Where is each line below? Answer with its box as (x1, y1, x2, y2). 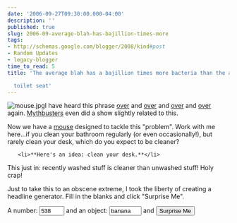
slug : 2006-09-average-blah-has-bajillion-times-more (7, 30, 169, 37)
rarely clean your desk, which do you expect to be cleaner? (7, 138, 180, 146)
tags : (7, 37, 23, 44)
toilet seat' (13, 82, 52, 89)
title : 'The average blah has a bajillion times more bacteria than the (7, 69, 226, 76)
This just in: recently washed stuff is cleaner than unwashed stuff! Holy (7, 164, 214, 172)
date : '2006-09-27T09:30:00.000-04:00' (7, 10, 125, 18)
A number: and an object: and (7, 206, 154, 215)
